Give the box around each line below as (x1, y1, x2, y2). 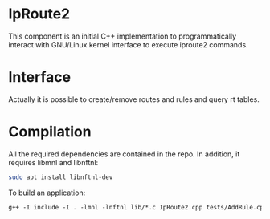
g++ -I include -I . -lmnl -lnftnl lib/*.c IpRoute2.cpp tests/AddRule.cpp (8, 203, 268, 211)
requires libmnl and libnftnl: (8, 157, 99, 167)
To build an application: (8, 188, 86, 197)
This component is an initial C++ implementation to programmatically (8, 31, 237, 41)
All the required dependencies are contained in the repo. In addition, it (8, 149, 240, 159)
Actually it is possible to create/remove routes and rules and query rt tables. (8, 94, 260, 104)
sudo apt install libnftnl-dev (8, 173, 113, 181)
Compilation (8, 123, 92, 141)
